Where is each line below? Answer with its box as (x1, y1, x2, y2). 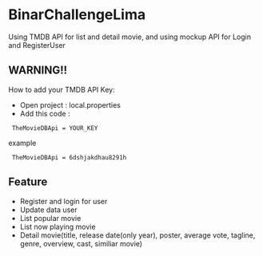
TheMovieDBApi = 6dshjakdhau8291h (11, 153, 127, 161)
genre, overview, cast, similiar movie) (19, 238, 142, 248)
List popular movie (19, 213, 82, 223)
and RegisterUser (8, 40, 66, 49)
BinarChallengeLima (8, 6, 146, 24)
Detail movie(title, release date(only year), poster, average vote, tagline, (19, 230, 256, 240)
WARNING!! (8, 64, 68, 77)
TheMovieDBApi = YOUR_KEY (11, 124, 98, 132)
